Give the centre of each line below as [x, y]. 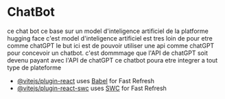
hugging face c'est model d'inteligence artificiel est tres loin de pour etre [110, 38]
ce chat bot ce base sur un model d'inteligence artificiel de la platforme [108, 31]
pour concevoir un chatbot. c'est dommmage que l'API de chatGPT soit [107, 53]
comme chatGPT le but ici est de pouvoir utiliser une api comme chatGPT [111, 45]
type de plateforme [34, 67]
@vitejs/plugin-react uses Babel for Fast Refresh [86, 80]
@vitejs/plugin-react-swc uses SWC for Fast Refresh [92, 88]
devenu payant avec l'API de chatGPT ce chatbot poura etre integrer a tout [113, 60]
